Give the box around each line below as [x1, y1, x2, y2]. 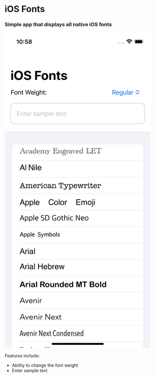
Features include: [4, 353, 40, 359]
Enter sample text [11, 368, 48, 374]
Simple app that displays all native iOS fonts [4, 21, 112, 28]
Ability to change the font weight [11, 362, 78, 368]
